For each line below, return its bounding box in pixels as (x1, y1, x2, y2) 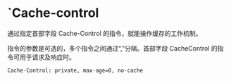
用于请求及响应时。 (19, 53, 75, 61)
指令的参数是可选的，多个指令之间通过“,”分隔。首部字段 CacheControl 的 (7, 44, 218, 52)
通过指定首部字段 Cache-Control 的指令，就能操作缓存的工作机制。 (7, 29, 202, 37)
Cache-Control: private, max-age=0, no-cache (7, 67, 143, 74)
